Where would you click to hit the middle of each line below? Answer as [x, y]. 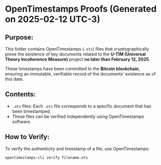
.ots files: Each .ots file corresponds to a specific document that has [82, 106]
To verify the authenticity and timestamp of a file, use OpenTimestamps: [77, 148]
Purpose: [19, 37]
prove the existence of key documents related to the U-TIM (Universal [75, 54]
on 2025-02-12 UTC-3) [53, 19]
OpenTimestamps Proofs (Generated [81, 9]
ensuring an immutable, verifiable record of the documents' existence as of [80, 74]
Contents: [20, 94]
